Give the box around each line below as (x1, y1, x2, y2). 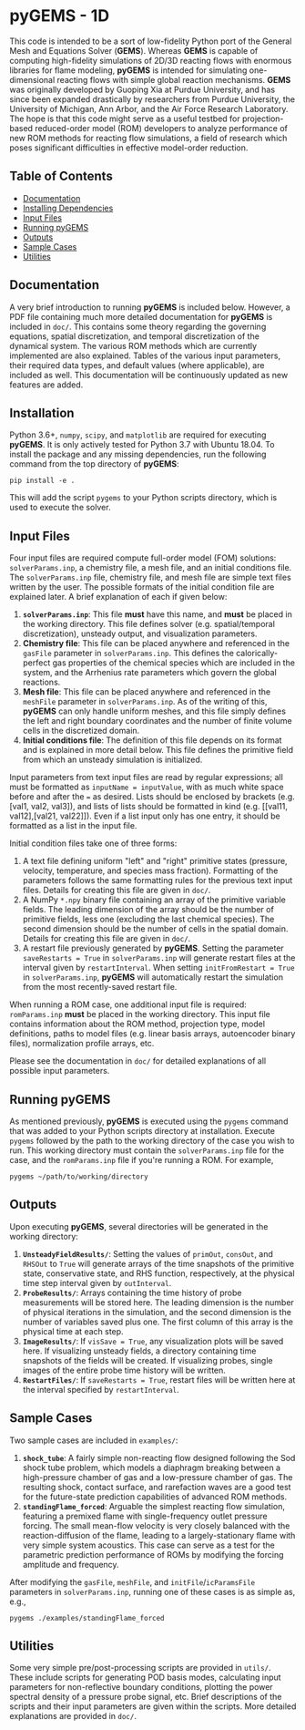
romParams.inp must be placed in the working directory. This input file (9, 1009, 271, 1020)
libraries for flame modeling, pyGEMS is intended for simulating (9, 65, 248, 76)
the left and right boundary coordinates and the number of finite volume (22, 716, 293, 726)
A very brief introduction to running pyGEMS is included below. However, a (9, 302, 291, 313)
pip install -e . (9, 476, 76, 486)
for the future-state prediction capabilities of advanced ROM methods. (22, 1491, 288, 1502)
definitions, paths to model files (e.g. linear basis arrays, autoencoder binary (9, 1028, 296, 1039)
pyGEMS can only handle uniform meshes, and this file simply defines (22, 705, 287, 716)
